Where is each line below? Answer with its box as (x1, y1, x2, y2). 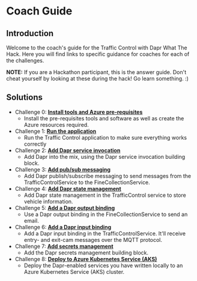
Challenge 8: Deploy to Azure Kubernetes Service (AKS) (14, 255, 157, 262)
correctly (23, 140, 47, 147)
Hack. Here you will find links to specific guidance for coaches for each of (6, 51, 190, 58)
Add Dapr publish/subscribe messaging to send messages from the (23, 172, 192, 179)
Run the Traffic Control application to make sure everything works (23, 134, 187, 141)
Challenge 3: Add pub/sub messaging (14, 165, 111, 173)
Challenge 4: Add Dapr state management (14, 185, 121, 192)
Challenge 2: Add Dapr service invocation (14, 146, 121, 154)
